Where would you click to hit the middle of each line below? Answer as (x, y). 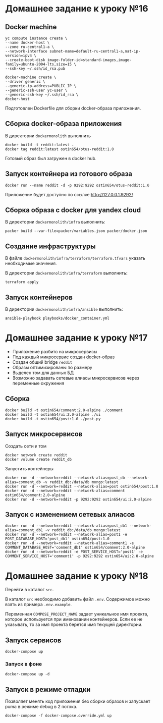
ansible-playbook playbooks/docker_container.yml (57, 318)
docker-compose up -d (27, 674)
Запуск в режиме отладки (48, 689)
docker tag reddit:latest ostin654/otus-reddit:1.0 (59, 149)
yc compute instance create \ (36, 38)
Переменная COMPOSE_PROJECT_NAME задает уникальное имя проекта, (77, 614)
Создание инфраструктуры (50, 246)
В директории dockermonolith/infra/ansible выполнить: (64, 309)
